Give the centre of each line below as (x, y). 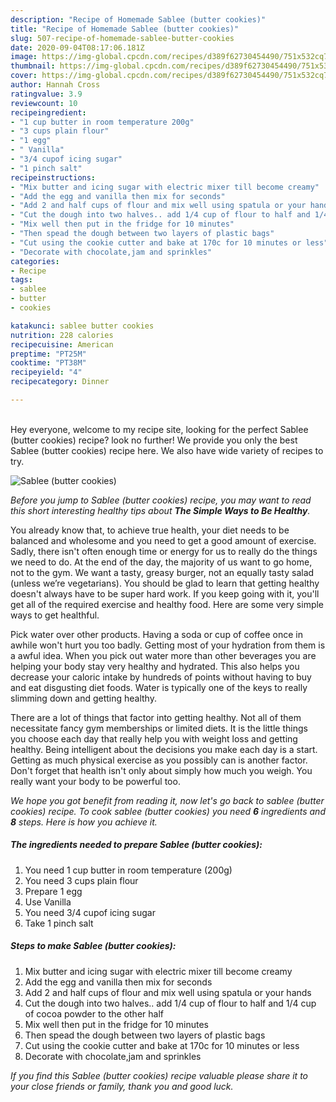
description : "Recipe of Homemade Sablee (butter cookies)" (138, 19)
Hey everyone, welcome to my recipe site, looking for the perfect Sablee (159, 429)
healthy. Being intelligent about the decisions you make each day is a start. (164, 749)
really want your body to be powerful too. (95, 781)
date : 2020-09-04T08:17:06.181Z (77, 47)
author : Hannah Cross (55, 85)
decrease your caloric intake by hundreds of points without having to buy (161, 677)
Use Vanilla (48, 902)
